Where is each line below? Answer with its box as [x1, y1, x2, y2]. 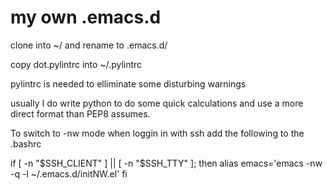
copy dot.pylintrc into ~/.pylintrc [10, 58, 143, 70]
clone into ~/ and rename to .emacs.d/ [10, 39, 168, 51]
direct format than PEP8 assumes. [10, 107, 151, 120]
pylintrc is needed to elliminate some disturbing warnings [10, 77, 247, 90]
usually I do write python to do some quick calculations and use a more [10, 97, 304, 109]
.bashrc [10, 137, 42, 150]
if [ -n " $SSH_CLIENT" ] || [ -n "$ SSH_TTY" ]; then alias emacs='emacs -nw [10, 157, 323, 169]
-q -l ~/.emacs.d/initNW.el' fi [10, 167, 128, 180]
